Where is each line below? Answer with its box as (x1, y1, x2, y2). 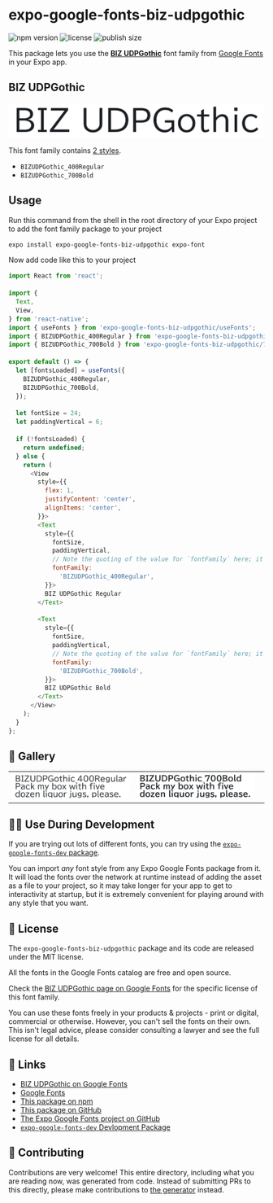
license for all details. (8, 1034, 80, 1043)
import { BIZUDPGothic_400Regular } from (8, 332, 151, 340)
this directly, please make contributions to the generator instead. (8, 1184, 225, 1194)
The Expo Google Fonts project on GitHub (19, 1113, 160, 1124)
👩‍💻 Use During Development (8, 818, 155, 831)
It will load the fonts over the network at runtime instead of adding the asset (8, 873, 262, 882)
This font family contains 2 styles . (8, 145, 122, 155)
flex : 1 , (44, 487, 75, 495)
